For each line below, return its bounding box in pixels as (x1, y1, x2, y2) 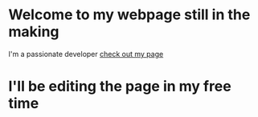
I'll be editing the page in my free (8, 78, 231, 95)
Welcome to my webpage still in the (8, 6, 251, 24)
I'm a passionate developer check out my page (8, 49, 164, 58)
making (8, 22, 59, 41)
